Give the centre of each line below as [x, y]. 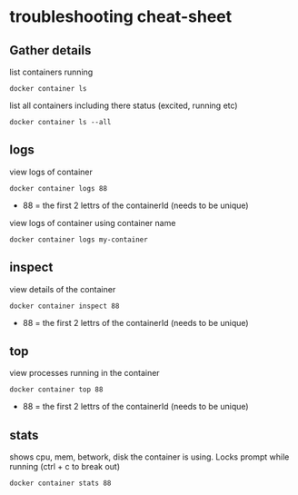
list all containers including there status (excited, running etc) [124, 105]
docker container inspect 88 [65, 306]
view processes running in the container [85, 373]
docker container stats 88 [60, 483]
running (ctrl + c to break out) [65, 467]
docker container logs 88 [58, 188]
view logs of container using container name [93, 223]
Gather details [50, 50]
